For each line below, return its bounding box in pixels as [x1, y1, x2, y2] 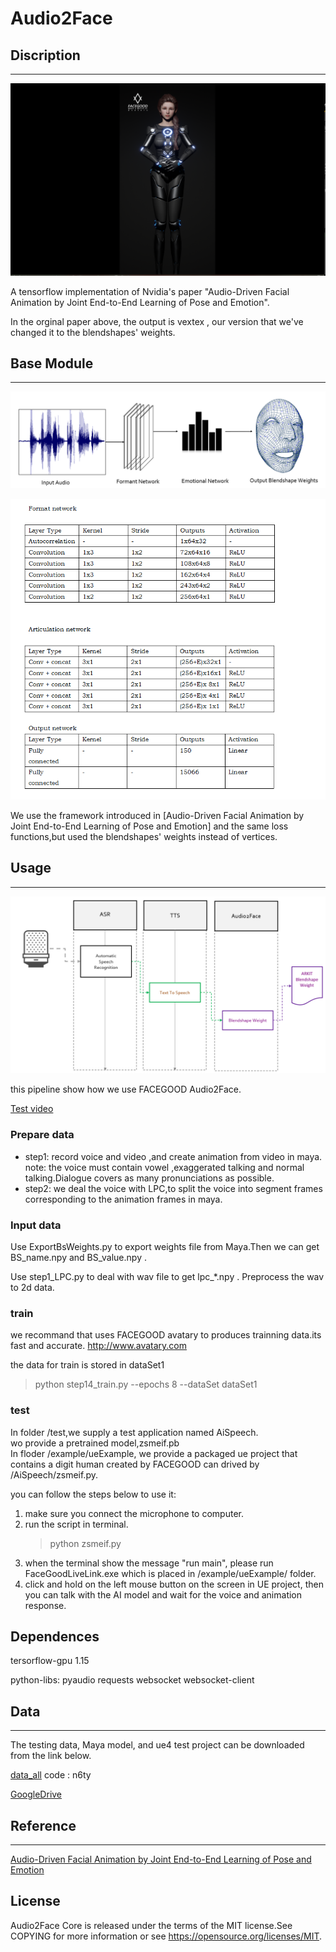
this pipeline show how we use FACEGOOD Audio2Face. [10, 1083, 242, 1096]
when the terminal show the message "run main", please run [24, 1557, 274, 1569]
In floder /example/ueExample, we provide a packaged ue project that [10, 1447, 298, 1459]
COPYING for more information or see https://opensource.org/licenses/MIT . [10, 1930, 323, 1942]
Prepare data [10, 1128, 75, 1142]
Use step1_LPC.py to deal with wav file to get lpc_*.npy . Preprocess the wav [10, 1270, 325, 1282]
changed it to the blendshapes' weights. [10, 326, 176, 338]
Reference [10, 1817, 77, 1834]
